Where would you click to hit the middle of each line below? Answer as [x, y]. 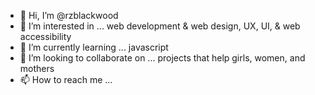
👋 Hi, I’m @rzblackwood [69, 15]
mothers [37, 68]
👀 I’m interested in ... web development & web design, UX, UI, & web [160, 26]
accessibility [45, 36]
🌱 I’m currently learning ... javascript [94, 47]
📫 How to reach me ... [66, 79]
